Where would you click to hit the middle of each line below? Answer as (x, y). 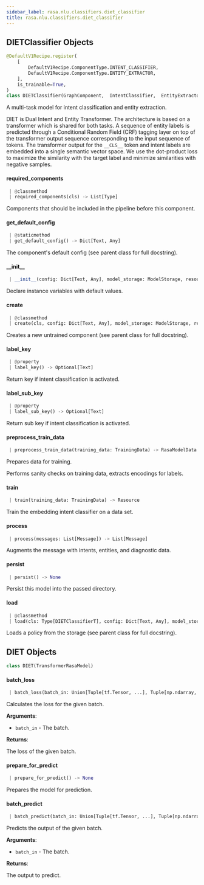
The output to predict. (34, 875)
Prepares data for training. (39, 462)
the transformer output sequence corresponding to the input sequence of (98, 139)
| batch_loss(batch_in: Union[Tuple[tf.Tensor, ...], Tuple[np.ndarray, (103, 693)
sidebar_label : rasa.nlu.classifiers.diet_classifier (76, 12)
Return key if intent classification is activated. (63, 379)
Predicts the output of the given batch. (55, 828)
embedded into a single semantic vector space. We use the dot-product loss (102, 151)
